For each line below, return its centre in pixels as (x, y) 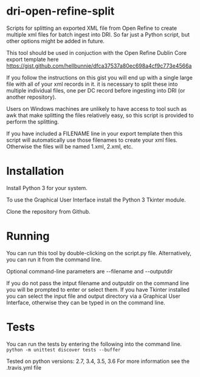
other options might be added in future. (56, 41)
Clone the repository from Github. (48, 211)
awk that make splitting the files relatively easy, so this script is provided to (100, 115)
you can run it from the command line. (54, 259)
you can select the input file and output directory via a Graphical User (93, 296)
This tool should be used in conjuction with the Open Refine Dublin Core (97, 52)
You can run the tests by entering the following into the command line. (94, 344)
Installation (35, 171)
